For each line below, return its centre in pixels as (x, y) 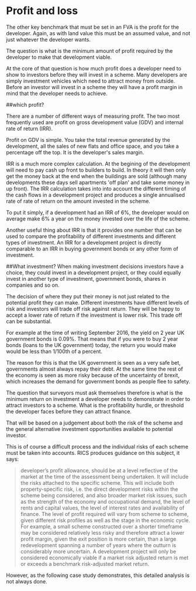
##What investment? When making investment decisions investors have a (95, 266)
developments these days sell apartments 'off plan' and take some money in (98, 182)
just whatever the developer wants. (48, 39)
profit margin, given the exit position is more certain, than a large (98, 539)
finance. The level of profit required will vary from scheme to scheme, (104, 514)
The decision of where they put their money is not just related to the (88, 296)
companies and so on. (33, 285)
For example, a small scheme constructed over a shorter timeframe (101, 527)
